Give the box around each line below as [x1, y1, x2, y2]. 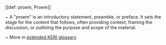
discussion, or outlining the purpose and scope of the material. [5, 24, 137, 30]
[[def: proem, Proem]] [5, 4, 51, 10]
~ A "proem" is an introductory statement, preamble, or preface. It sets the [5, 14, 161, 19]
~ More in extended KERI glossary [5, 34, 77, 40]
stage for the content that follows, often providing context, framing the [5, 19, 152, 25]
